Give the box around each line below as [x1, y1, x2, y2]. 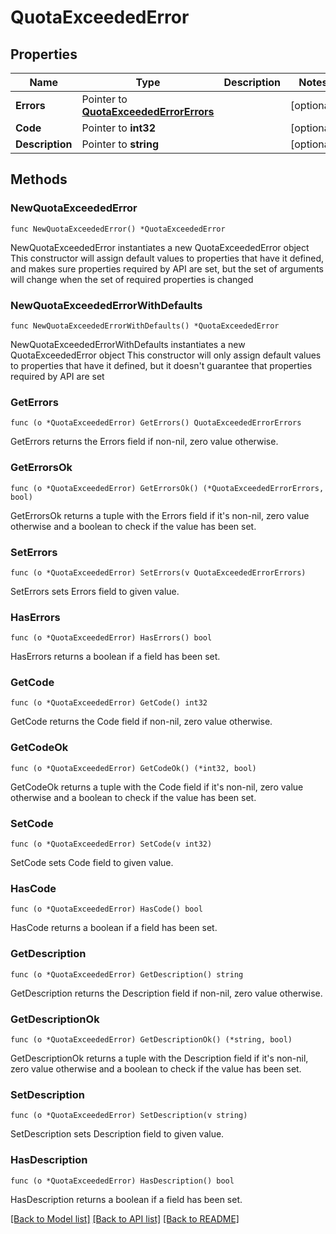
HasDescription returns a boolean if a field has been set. [10, 1193, 243, 1205]
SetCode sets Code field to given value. [10, 857, 174, 869]
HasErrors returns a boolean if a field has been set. [10, 651, 221, 663]
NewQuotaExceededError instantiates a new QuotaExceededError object [10, 241, 310, 253]
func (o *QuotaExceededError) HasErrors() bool [10, 633, 213, 643]
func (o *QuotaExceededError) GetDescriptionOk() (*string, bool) [10, 1034, 293, 1045]
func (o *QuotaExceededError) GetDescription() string [10, 969, 244, 980]
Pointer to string [81, 137, 159, 151]
